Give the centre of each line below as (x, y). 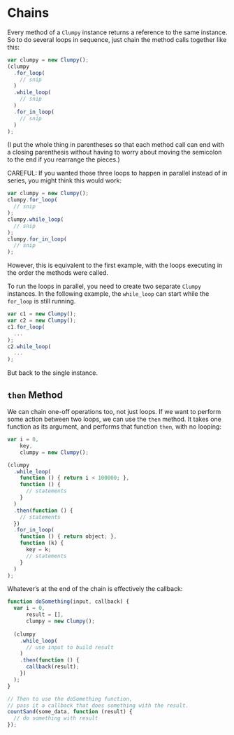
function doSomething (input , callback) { (68, 602)
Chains (28, 13)
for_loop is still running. (42, 301)
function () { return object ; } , (68, 536)
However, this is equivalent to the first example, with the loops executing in (115, 265)
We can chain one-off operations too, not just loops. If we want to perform (114, 412)
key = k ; (38, 550)
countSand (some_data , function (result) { (70, 712)
